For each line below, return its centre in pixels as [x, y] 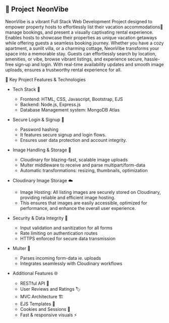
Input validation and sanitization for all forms [66, 228]
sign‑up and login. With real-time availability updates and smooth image [89, 64]
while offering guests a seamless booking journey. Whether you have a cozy [84, 43]
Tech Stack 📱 [26, 89]
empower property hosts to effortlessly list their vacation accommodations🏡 [84, 27]
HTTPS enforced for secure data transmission [68, 238]
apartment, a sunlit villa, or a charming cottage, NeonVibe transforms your [82, 48]
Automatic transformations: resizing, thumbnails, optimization [84, 170]
